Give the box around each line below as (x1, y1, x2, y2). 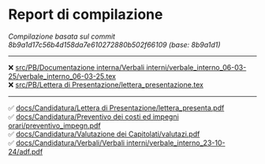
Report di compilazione (8, 6, 163, 24)
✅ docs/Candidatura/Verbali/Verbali (8, 138, 125, 147)
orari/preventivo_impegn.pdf (8, 121, 101, 130)
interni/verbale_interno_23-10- (125, 138, 226, 147)
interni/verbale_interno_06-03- (145, 62, 247, 72)
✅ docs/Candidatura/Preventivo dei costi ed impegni (8, 112, 179, 121)
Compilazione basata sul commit (8, 32, 116, 41)
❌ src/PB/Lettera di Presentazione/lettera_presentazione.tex (8, 80, 203, 89)
